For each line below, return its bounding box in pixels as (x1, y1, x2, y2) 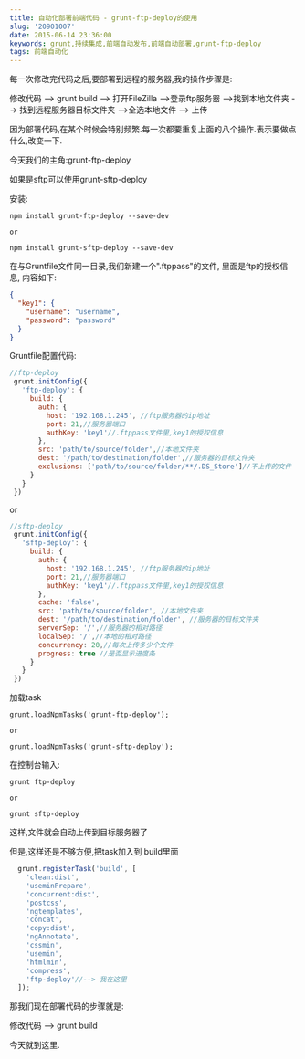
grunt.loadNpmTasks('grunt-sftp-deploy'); (9, 742, 174, 751)
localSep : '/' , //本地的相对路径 (37, 632, 152, 641)
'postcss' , (26, 898, 68, 907)
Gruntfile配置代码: (9, 351, 77, 362)
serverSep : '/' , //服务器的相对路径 (37, 624, 163, 633)
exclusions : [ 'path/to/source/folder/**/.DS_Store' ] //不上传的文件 (37, 462, 292, 471)
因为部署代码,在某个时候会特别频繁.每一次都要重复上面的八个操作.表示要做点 (9, 124, 297, 135)
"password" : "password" (26, 316, 117, 325)
